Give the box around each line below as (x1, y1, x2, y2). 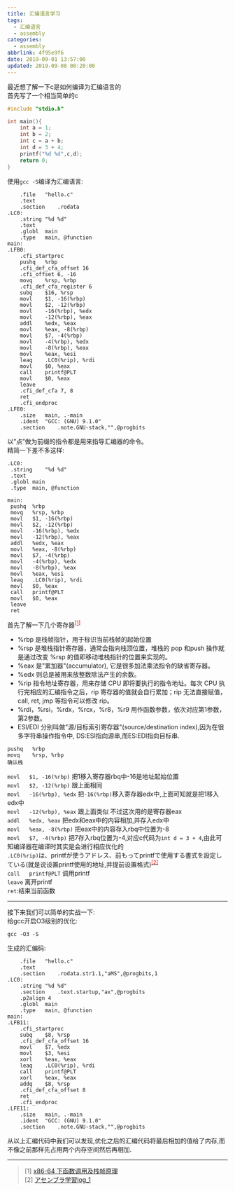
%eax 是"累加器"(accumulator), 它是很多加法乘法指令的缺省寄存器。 (17, 661, 215, 670)
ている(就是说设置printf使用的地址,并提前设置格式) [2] (7, 859, 159, 869)
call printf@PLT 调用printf (7, 869, 90, 877)
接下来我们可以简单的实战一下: (7, 908, 96, 916)
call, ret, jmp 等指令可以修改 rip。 (17, 696, 113, 705)
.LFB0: (7, 246, 27, 253)
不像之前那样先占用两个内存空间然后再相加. (7, 1145, 132, 1153)
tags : (7, 17, 23, 24)
